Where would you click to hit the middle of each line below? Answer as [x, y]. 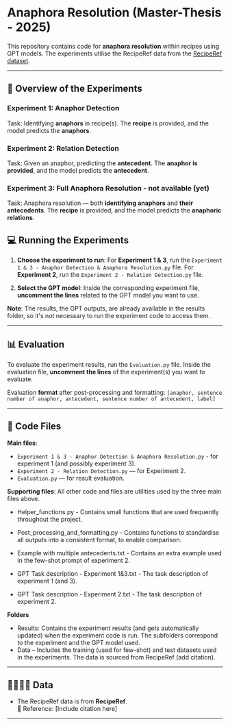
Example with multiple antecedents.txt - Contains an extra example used [119, 553]
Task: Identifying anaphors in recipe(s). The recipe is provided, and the [108, 123]
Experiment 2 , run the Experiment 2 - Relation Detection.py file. [110, 275]
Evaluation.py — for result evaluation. [71, 478]
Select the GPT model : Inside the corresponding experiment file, [108, 288]
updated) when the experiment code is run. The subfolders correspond [117, 635]
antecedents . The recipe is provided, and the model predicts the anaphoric [114, 210]
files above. [23, 498]
